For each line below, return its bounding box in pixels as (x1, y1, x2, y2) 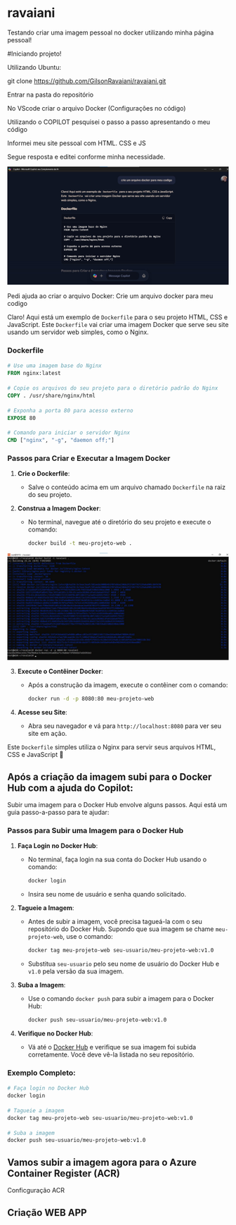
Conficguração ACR (7, 1186, 65, 1195)
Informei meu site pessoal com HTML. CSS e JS (7, 139, 146, 147)
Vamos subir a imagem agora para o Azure (7, 1156, 197, 1168)
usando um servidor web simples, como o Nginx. (7, 328, 149, 336)
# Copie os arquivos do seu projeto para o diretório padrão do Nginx (7, 385, 218, 392)
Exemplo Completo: (7, 1068, 76, 1078)
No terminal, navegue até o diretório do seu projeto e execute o (27, 518, 211, 527)
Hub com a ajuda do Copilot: (7, 782, 133, 794)
